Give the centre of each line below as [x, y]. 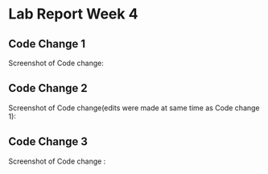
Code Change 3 [48, 142]
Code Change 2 [48, 88]
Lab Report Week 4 [73, 14]
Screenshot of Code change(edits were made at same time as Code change [134, 108]
